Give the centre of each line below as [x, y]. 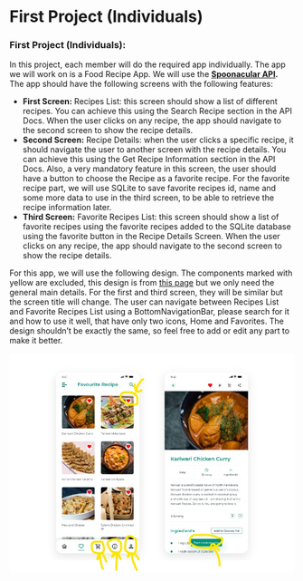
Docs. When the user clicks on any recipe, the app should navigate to [152, 121]
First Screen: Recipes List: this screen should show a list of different [150, 102]
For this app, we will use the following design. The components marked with [151, 273]
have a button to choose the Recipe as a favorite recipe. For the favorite [156, 179]
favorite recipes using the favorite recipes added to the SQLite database [156, 227]
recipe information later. [67, 208]
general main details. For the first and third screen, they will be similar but [146, 293]
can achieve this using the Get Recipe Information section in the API [149, 160]
